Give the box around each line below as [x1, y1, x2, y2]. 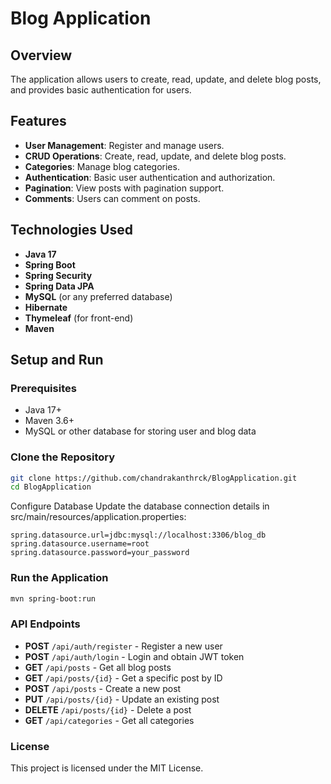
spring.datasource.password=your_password [10, 548, 190, 558]
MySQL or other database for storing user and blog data [24, 425, 257, 437]
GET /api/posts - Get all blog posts [24, 661, 172, 673]
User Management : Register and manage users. [24, 139, 225, 151]
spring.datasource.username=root [10, 539, 150, 549]
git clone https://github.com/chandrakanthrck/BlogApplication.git [10, 473, 298, 483]
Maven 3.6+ [24, 415, 75, 427]
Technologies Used [10, 222, 133, 239]
